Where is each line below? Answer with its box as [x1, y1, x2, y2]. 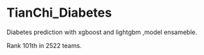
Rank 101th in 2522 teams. [6, 41, 82, 49]
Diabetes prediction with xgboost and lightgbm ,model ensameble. [6, 28, 198, 36]
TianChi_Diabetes [6, 5, 112, 21]
